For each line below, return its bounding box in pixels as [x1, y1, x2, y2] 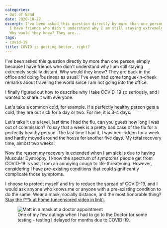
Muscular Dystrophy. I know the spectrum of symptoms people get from [5, 155, 153, 161]
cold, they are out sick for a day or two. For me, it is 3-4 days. [5, 109, 132, 115]
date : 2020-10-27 [5, 16, 41, 21]
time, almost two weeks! [5, 140, 55, 146]
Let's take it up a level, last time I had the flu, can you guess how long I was [5, 119, 160, 125]
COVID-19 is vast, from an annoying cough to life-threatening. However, [5, 160, 152, 166]
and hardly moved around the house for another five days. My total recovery [5, 135, 162, 141]
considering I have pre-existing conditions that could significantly [5, 166, 139, 172]
